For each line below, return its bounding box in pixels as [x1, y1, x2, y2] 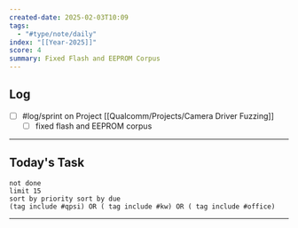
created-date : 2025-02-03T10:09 [9, 12, 129, 22]
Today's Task [9, 155, 85, 170]
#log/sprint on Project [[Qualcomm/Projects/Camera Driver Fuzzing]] [21, 110, 275, 121]
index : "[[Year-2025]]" [9, 37, 98, 47]
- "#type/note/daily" [17, 29, 98, 38]
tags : [9, 21, 29, 30]
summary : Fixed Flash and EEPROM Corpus [9, 54, 161, 63]
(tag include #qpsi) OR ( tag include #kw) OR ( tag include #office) [9, 201, 276, 211]
